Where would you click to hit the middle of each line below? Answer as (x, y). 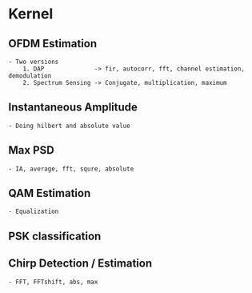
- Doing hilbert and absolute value (69, 126)
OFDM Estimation (53, 44)
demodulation (30, 76)
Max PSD (31, 150)
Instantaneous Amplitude (73, 108)
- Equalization (34, 212)
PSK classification (55, 236)
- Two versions (34, 62)
